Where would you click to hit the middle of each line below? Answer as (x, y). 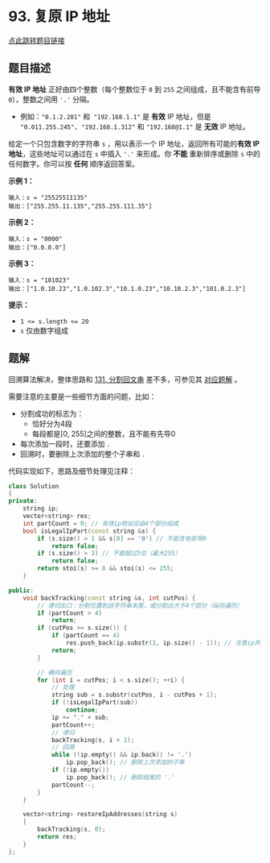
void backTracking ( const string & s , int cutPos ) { (109, 598)
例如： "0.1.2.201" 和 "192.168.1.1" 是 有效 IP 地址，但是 (115, 116)
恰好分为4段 (52, 423)
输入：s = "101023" (39, 280)
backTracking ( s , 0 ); (72, 830)
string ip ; (41, 508)
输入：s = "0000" (35, 239)
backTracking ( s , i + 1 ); (93, 740)
